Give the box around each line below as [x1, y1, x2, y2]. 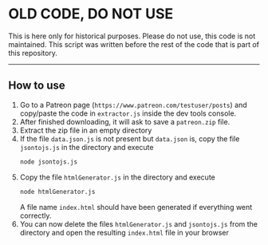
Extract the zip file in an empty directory [19, 125, 152, 135]
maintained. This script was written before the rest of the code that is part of [8, 39, 260, 49]
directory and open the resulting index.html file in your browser [19, 227, 229, 237]
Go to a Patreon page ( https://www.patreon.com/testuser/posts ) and [19, 100, 247, 109]
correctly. [19, 211, 52, 220]
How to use [8, 79, 65, 93]
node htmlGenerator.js [19, 188, 96, 196]
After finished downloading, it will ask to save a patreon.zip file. [19, 117, 231, 126]
